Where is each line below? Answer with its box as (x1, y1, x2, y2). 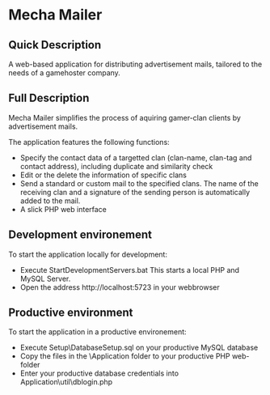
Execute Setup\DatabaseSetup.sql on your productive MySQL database (19, 342, 259, 353)
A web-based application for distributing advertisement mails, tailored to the (8, 59, 263, 69)
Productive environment (8, 306, 133, 320)
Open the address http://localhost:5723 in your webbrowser (19, 282, 220, 292)
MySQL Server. (19, 274, 71, 283)
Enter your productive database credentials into (19, 368, 179, 378)
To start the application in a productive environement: (8, 327, 188, 337)
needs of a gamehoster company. (8, 68, 121, 78)
